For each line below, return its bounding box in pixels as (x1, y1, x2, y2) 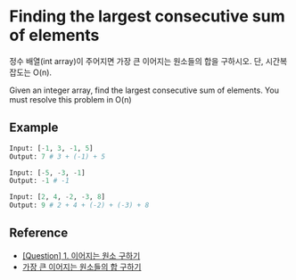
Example (9, 120, 59, 136)
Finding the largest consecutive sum (9, 6, 285, 27)
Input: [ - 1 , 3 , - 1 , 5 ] (9, 144, 94, 152)
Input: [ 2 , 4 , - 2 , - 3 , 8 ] (9, 193, 105, 202)
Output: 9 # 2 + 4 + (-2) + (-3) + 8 (9, 201, 150, 210)
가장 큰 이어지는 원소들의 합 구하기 (21, 261, 142, 272)
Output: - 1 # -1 (9, 177, 70, 185)
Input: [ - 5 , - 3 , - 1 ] (9, 168, 86, 177)
